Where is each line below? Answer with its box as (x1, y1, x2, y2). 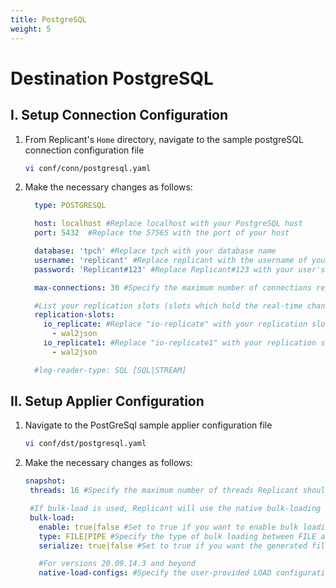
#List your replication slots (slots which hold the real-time (34, 301, 303, 311)
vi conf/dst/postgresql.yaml (24, 439, 147, 449)
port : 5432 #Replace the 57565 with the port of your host (34, 228, 290, 238)
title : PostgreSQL (10, 14, 87, 25)
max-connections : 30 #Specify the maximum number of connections (34, 282, 313, 293)
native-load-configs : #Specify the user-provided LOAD (38, 568, 272, 578)
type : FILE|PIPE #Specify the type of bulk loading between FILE (38, 531, 317, 541)
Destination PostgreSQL (10, 67, 214, 90)
